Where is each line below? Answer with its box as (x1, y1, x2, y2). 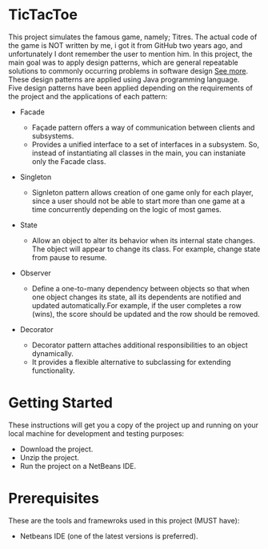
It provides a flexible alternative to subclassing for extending (31, 357, 231, 367)
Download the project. (19, 444, 94, 454)
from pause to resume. (31, 252, 107, 262)
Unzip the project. (19, 452, 80, 462)
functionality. (31, 366, 75, 375)
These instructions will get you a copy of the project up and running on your (8, 420, 258, 430)
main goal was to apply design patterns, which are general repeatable (8, 58, 238, 67)
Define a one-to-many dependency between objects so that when (31, 283, 250, 293)
